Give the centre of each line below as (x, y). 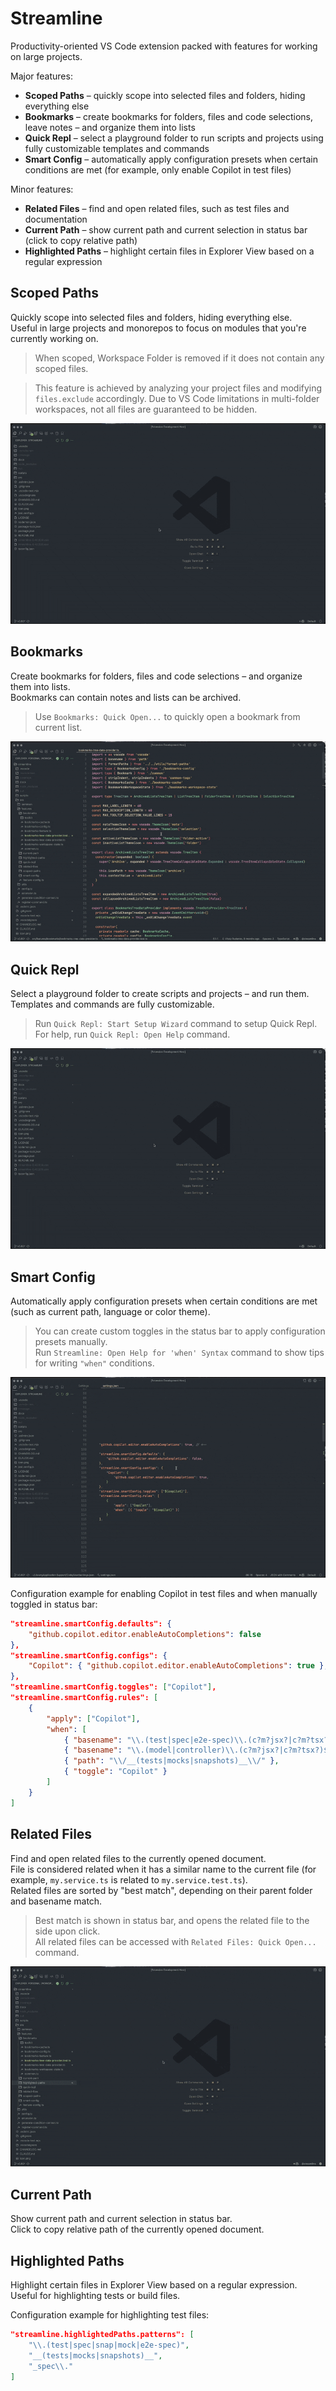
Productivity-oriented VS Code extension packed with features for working (164, 46)
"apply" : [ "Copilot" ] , (93, 1718)
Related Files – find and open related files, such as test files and (157, 208)
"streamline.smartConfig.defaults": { (91, 1623)
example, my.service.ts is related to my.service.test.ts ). (129, 1879)
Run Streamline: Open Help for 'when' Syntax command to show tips (179, 1352)
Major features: (41, 76)
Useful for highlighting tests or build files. (95, 2296)
